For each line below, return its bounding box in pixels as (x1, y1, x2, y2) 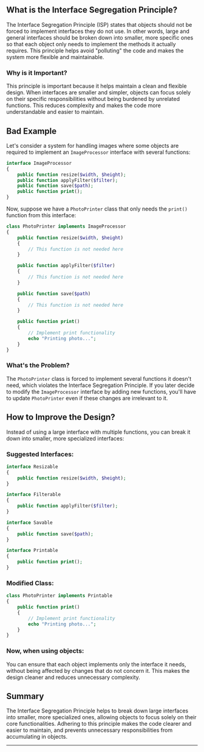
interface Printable (6, 548, 59, 554)
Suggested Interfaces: (6, 450, 74, 458)
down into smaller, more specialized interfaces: (6, 434, 124, 442)
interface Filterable (6, 492, 61, 498)
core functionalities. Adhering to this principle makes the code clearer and (6, 720, 192, 728)
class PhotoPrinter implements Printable (6, 593, 113, 599)
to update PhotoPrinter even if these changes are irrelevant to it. (6, 394, 168, 402)
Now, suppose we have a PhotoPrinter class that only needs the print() (6, 205, 188, 212)
